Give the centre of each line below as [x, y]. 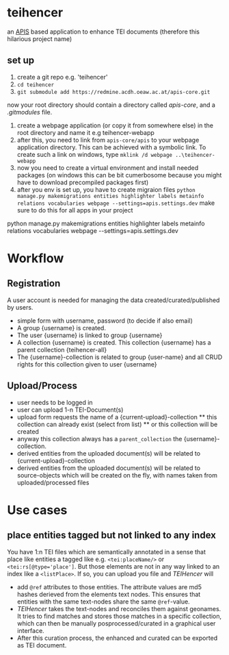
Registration [34, 283]
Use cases [37, 510]
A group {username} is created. [61, 327]
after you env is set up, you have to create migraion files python [106, 189]
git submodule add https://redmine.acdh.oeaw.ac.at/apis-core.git [113, 92]
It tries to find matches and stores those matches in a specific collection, [119, 616]
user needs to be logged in [55, 402]
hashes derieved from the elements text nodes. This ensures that [109, 594]
